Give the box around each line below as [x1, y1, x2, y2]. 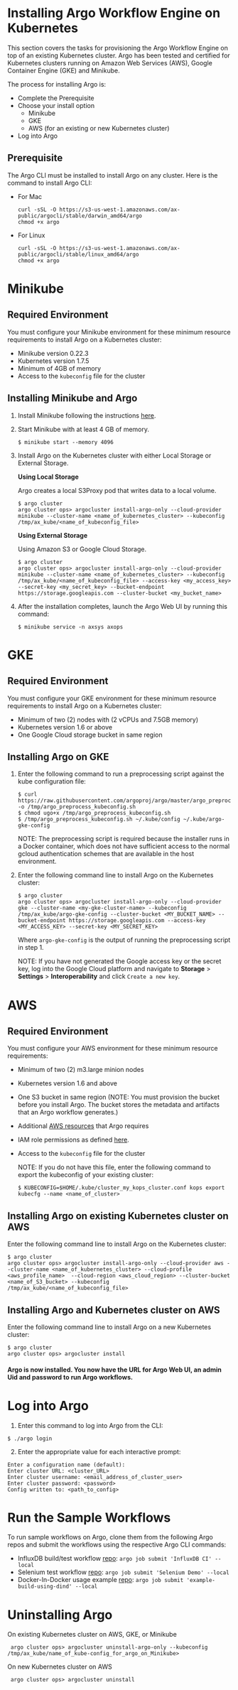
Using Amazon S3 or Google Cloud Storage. [17, 545, 147, 553]
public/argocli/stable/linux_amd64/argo [17, 251, 139, 258]
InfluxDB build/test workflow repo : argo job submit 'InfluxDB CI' [17, 1554, 212, 1563]
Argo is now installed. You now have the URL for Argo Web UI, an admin [7, 1365, 222, 1374]
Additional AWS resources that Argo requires [17, 1122, 149, 1130]
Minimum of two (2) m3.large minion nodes [17, 1066, 144, 1074]
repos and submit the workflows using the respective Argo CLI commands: [7, 1540, 227, 1549]
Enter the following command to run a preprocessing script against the [17, 769, 225, 779]
